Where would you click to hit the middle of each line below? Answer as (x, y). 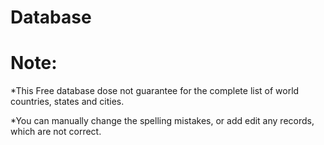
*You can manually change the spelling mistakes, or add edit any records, (162, 121)
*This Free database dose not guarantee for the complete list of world (155, 91)
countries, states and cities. (67, 102)
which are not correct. (56, 132)
